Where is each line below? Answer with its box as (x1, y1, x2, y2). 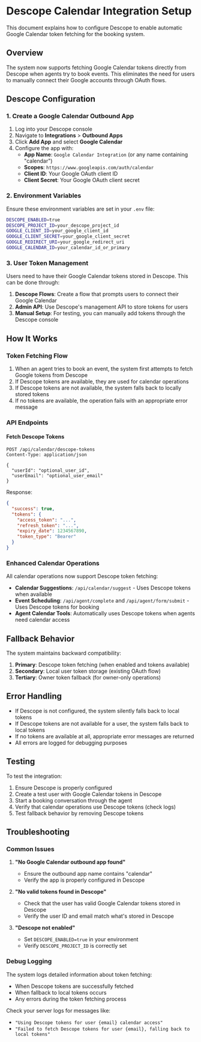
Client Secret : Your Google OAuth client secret (23, 176, 140, 184)
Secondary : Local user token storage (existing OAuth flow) (14, 667, 161, 675)
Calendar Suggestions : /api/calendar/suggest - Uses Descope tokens (14, 584, 191, 592)
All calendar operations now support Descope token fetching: (6, 573, 158, 580)
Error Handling (6, 691, 62, 702)
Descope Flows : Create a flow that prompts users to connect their (14, 291, 179, 298)
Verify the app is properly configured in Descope (23, 876, 145, 884)
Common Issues (6, 845, 55, 854)
